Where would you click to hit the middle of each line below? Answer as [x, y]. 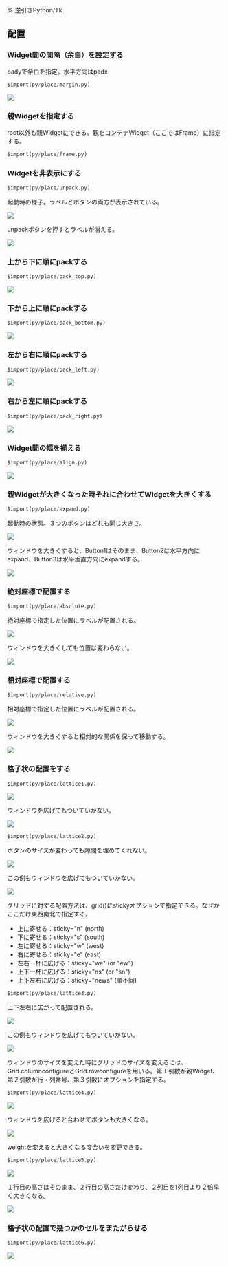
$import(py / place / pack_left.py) [53, 369]
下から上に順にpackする [47, 308]
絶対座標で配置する [39, 592]
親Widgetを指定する [41, 116]
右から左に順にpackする [47, 401]
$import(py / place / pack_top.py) [52, 277]
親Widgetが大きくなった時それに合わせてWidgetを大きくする [109, 494]
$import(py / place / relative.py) [52, 695]
